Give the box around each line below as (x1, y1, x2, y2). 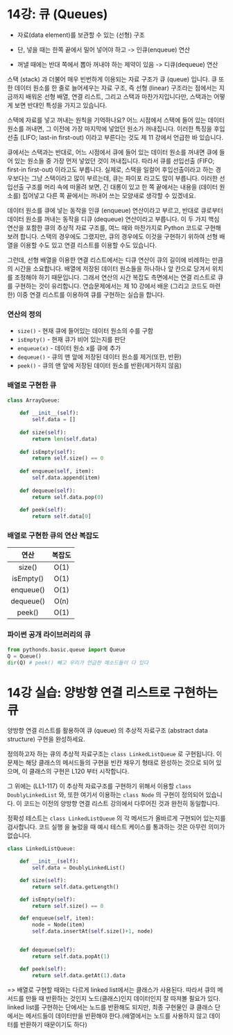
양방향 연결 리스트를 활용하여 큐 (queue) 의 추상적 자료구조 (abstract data (7, 726, 208, 735)
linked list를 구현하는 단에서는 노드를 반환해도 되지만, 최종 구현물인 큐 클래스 (7, 1002, 214, 1011)
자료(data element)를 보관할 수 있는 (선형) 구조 (17, 31, 146, 39)
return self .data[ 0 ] (32, 513, 92, 520)
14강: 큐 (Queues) (7, 6, 108, 22)
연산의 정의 (7, 309, 42, 319)
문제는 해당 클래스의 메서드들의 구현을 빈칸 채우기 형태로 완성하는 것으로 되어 (7, 758, 215, 767)
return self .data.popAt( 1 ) (32, 953, 110, 960)
